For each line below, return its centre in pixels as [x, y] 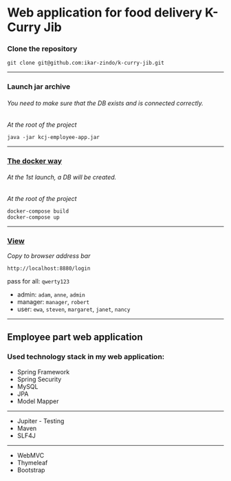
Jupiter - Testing [41, 420]
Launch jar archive [39, 87]
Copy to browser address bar [49, 256]
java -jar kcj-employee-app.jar [53, 137]
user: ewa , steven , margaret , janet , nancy [74, 309]
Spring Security [39, 379]
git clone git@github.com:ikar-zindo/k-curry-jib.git [86, 63]
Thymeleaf [32, 462]
